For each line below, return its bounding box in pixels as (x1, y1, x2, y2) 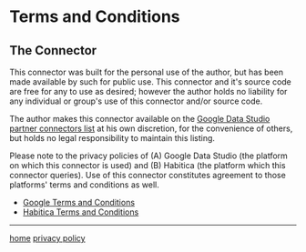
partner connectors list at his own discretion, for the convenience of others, (9, 123, 293, 134)
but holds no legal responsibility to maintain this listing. (9, 133, 216, 143)
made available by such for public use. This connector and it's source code (9, 76, 291, 87)
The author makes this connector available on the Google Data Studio (9, 114, 270, 124)
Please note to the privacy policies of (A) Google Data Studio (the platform (9, 150, 289, 161)
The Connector (9, 43, 97, 58)
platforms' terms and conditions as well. (9, 179, 159, 190)
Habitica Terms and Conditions (22, 207, 139, 217)
